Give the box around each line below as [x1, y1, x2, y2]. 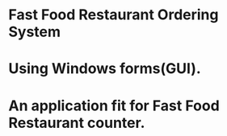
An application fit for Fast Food [8, 97, 220, 114]
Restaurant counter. [8, 113, 145, 132]
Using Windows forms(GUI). [8, 60, 202, 78]
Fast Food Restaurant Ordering [8, 6, 219, 24]
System [8, 23, 61, 41]
